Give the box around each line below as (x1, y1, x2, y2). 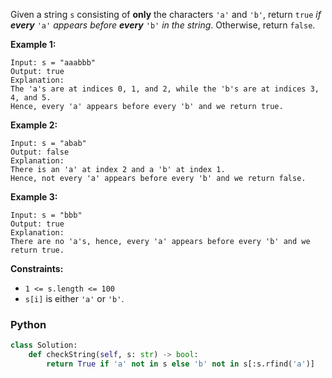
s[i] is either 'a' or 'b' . (24, 293, 125, 304)
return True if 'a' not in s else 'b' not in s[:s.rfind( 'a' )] (46, 359, 316, 369)
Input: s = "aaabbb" (10, 58, 97, 68)
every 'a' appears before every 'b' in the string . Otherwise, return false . (10, 19, 316, 31)
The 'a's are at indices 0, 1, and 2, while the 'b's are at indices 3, (10, 84, 320, 94)
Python (10, 317, 47, 331)
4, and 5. (10, 93, 52, 103)
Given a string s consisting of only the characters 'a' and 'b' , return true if (10, 9, 322, 20)
